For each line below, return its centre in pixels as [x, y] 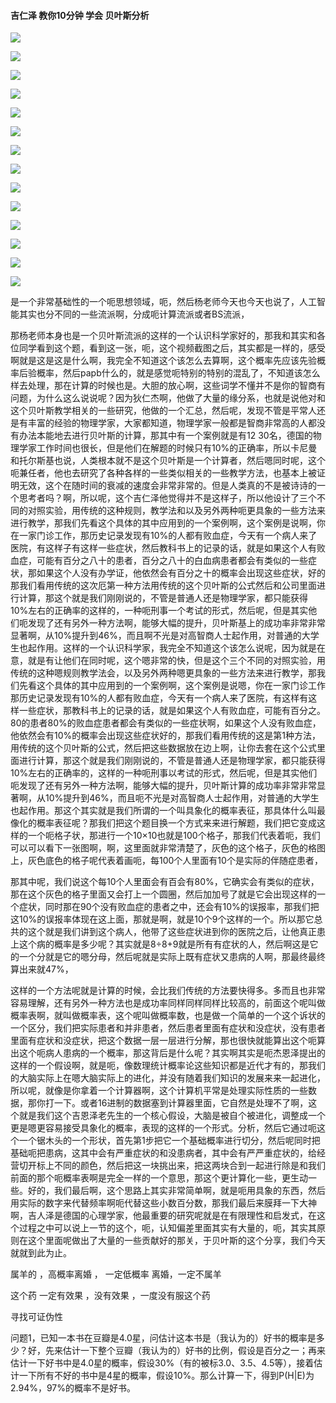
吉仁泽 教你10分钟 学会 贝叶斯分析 [80, 15]
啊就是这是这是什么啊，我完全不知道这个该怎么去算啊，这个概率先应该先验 [163, 361]
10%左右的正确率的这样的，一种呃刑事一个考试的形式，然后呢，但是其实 [159, 611]
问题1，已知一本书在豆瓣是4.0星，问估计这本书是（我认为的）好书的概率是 [163, 1338]
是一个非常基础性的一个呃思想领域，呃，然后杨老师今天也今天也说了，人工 [163, 302]
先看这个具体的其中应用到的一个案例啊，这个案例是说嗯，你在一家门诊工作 [172, 686]
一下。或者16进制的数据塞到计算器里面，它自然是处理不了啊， [181, 1103]
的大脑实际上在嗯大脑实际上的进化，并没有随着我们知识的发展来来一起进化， [168, 1078]
